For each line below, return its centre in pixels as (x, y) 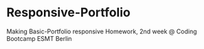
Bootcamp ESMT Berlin (39, 38)
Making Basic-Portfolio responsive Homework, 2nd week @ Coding (102, 31)
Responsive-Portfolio (69, 13)
